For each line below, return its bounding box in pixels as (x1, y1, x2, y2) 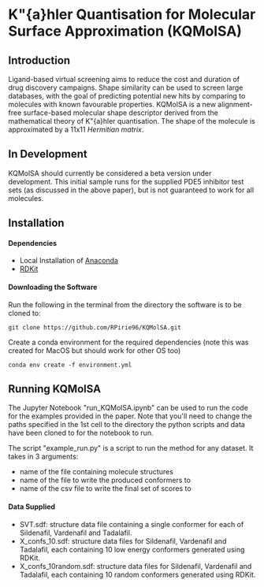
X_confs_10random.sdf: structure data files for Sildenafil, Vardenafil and (19, 561, 252, 570)
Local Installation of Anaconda (19, 256, 118, 266)
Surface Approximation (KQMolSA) (8, 22, 243, 40)
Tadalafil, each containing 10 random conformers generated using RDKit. (19, 570, 256, 579)
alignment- (218, 100, 254, 109)
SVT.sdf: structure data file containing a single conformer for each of (19, 519, 244, 529)
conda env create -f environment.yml (8, 361, 132, 369)
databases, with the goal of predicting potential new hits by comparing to (8, 91, 246, 100)
